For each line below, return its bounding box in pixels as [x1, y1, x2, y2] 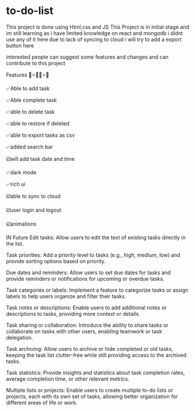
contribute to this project [6, 60, 65, 67]
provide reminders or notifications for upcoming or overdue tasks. [6, 275, 165, 282]
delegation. [6, 334, 33, 341]
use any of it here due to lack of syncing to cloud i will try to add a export [6, 36, 182, 43]
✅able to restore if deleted [6, 120, 70, 127]
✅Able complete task [6, 96, 57, 103]
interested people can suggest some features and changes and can [6, 53, 169, 60]
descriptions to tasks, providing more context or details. [6, 310, 141, 317]
